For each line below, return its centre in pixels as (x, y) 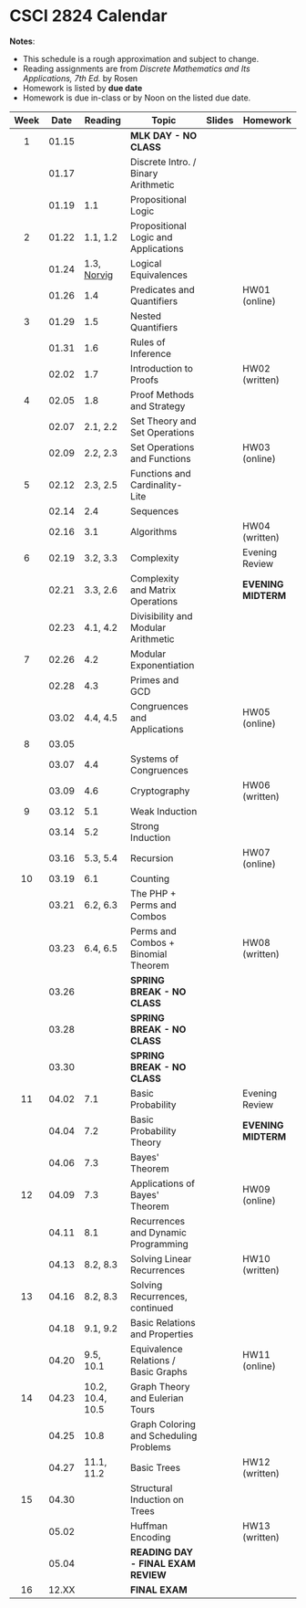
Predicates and (163, 289)
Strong (145, 825)
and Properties (162, 1334)
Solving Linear (161, 1258)
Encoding (151, 1537)
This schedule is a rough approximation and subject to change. (141, 58)
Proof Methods (163, 394)
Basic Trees (155, 1467)
